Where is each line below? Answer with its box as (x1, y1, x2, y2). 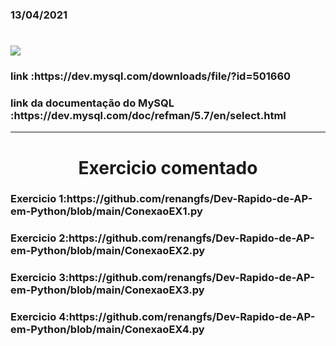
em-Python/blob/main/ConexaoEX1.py (10, 204, 203, 218)
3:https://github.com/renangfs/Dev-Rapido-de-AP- (58, 271, 315, 285)
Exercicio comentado (78, 156, 258, 179)
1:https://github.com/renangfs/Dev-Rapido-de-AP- (58, 192, 313, 206)
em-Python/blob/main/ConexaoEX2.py (10, 244, 206, 258)
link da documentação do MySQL (10, 96, 175, 110)
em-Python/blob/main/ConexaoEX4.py (10, 323, 205, 337)
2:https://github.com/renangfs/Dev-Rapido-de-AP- (58, 231, 315, 245)
